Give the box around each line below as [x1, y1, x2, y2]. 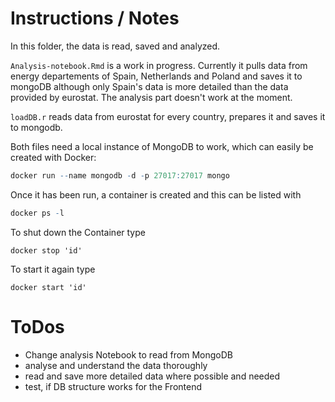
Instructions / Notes [10, 7, 180, 30]
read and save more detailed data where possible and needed [24, 370, 281, 382]
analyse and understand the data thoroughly [24, 359, 208, 371]
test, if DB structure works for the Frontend [24, 380, 203, 392]
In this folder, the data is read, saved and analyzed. [10, 40, 221, 52]
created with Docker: [10, 151, 97, 163]
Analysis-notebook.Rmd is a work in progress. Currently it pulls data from [10, 59, 308, 71]
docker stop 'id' [10, 245, 83, 256]
